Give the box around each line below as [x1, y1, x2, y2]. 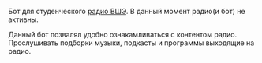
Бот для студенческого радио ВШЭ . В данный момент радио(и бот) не [8, 7, 246, 16]
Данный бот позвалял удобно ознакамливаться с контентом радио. [8, 30, 238, 39]
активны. [8, 15, 39, 24]
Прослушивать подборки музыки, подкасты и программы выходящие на [8, 38, 255, 47]
